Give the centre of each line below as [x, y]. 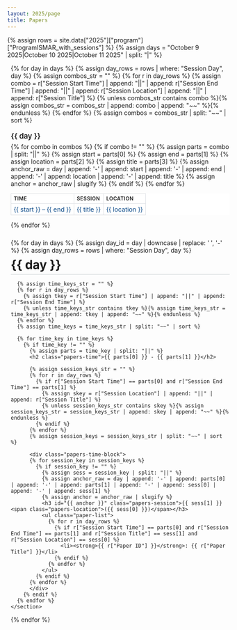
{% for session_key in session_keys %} [87, 461]
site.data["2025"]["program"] [101, 40]
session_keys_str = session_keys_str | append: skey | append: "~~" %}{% [120, 412]
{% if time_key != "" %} [59, 345]
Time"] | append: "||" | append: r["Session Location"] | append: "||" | [109, 90]
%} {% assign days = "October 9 [152, 47]
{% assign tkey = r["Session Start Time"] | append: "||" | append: [124, 297]
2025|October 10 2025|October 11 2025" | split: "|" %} [85, 55]
